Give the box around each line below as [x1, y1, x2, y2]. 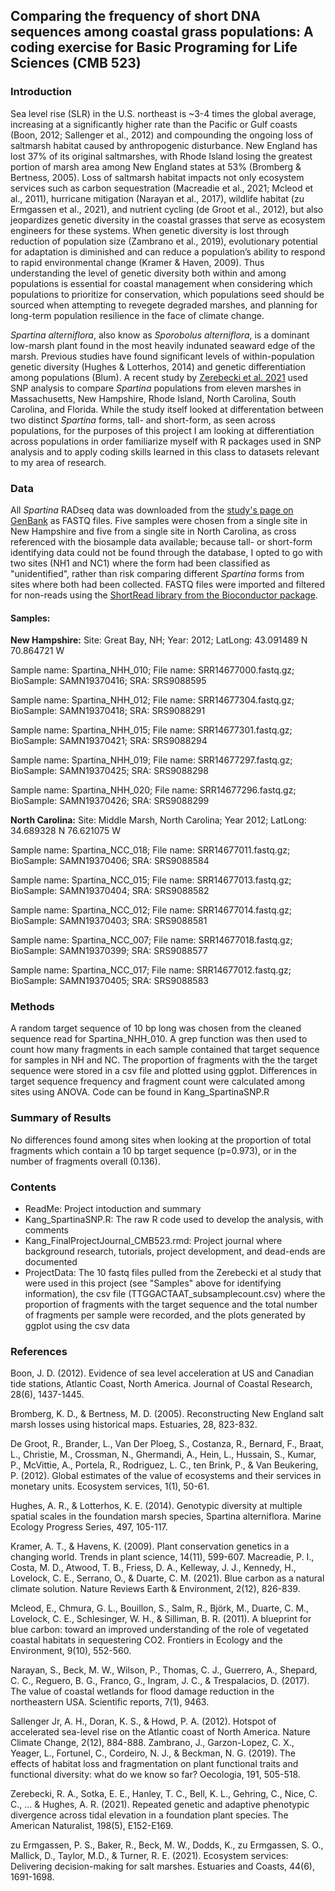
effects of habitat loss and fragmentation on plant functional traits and [10, 1758, 299, 1770]
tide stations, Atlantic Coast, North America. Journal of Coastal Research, [10, 1378, 313, 1390]
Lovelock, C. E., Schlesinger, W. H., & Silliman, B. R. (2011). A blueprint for [10, 1613, 312, 1625]
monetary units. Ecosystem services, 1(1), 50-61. [10, 1480, 210, 1493]
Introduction [10, 85, 72, 99]
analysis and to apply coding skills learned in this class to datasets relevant [10, 445, 320, 458]
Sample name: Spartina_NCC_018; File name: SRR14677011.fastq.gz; [10, 844, 291, 856]
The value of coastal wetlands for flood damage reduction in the [10, 1685, 275, 1698]
